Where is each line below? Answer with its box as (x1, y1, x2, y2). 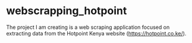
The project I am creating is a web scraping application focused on (6, 24, 170, 31)
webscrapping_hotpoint (6, 4, 127, 18)
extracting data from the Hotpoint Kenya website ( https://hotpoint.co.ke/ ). (6, 29, 187, 37)
